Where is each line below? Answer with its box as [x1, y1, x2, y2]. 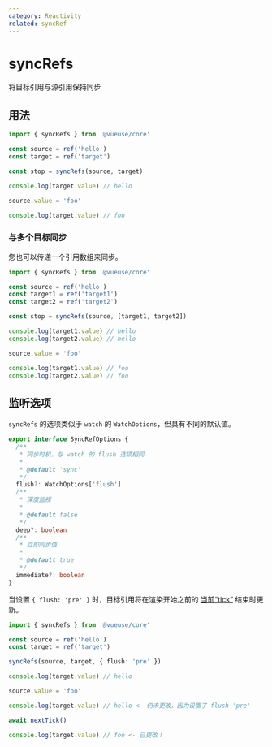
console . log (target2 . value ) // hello [8, 335, 136, 343]
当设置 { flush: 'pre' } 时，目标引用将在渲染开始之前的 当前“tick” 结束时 [8, 594, 257, 604]
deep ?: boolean [15, 525, 67, 534]
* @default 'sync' [19, 465, 82, 473]
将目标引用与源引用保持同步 [8, 82, 101, 92]
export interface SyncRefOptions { [8, 435, 129, 443]
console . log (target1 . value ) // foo [8, 364, 129, 372]
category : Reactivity [8, 11, 82, 20]
